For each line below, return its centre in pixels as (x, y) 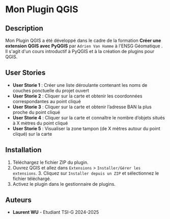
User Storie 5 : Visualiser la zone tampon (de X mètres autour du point (86, 128)
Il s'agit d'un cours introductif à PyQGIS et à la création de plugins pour (80, 51)
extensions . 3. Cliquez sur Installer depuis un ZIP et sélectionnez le (86, 173)
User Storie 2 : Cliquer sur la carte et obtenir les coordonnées (77, 96)
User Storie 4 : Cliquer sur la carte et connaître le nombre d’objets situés (89, 117)
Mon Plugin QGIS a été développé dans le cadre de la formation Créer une (83, 40)
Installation (23, 150)
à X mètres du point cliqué (40, 123)
